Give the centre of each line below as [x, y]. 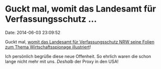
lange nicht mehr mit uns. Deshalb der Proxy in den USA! [62, 61]
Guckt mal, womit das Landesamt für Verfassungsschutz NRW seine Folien [80, 41]
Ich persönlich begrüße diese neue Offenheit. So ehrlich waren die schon [78, 56]
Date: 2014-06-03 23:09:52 [33, 32]
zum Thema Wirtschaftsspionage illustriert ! [48, 47]
